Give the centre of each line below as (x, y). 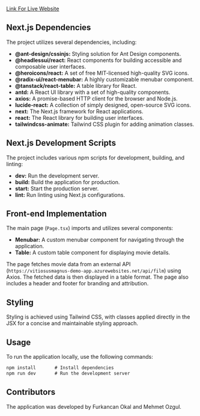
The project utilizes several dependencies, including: (71, 42)
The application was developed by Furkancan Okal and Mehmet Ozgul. (94, 406)
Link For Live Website (33, 9)
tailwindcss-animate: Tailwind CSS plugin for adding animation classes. (105, 124)
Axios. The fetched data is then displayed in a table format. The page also (98, 277)
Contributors (31, 392)
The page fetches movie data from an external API (68, 264)
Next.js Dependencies (49, 27)
